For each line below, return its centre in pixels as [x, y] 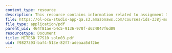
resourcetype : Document [31, 33]
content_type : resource [31, 10]
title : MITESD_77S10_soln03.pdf [40, 38]
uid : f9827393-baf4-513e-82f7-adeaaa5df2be [52, 43]
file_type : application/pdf [35, 24]
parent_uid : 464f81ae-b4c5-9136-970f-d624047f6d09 [60, 29]
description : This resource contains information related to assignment [84, 15]
